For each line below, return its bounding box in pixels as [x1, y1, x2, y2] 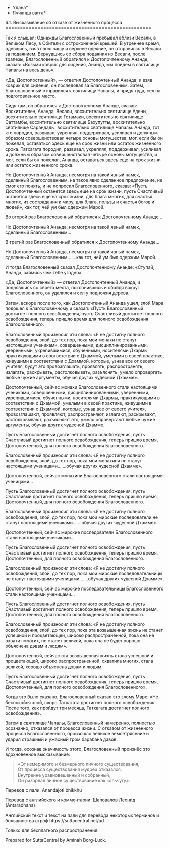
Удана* [12, 5, 29, 10]
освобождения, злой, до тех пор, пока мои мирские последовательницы [5, 570, 163, 576]
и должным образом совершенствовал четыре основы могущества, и [5, 152, 157, 157]
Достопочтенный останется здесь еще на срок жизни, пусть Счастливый [5, 188, 164, 194]
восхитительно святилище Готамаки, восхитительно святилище [5, 114, 144, 120]
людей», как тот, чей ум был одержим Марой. [5, 204, 105, 210]
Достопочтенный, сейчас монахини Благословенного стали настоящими [5, 473, 163, 478]
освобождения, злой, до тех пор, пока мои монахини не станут [5, 458, 142, 463]
